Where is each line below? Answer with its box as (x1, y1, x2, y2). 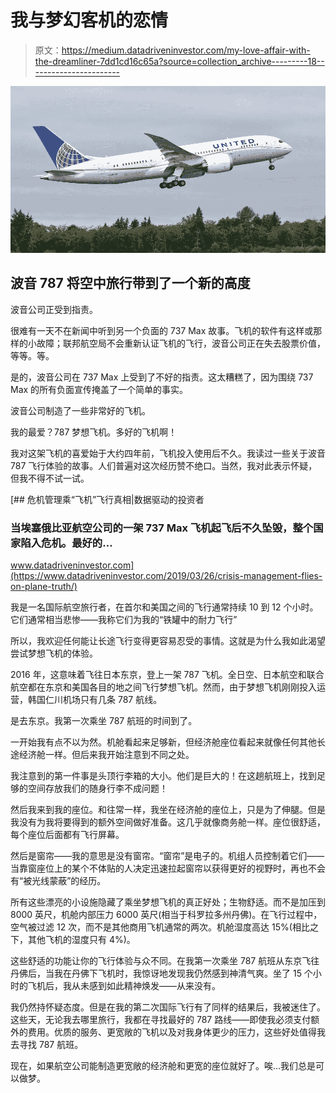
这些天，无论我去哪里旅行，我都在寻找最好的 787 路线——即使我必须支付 (10, 1014, 312, 1026)
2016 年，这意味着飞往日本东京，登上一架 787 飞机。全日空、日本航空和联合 (10, 669, 325, 681)
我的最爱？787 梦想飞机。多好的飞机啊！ (10, 426, 178, 438)
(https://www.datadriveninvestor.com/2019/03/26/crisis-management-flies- (10, 570, 323, 582)
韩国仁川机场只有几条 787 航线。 (27, 694, 163, 706)
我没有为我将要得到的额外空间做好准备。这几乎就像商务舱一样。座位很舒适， (10, 816, 326, 828)
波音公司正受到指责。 (10, 303, 98, 315)
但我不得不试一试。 (10, 472, 90, 484)
